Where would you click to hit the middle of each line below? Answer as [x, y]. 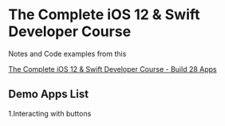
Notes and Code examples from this [67, 53]
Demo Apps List [49, 94]
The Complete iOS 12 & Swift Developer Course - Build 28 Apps [112, 69]
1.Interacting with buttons [50, 113]
